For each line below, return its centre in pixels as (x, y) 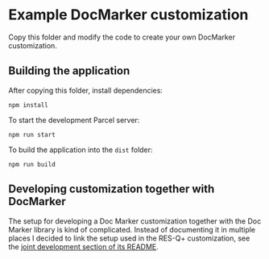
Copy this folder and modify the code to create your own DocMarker (122, 37)
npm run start (32, 134)
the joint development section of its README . (83, 246)
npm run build (32, 164)
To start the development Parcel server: (74, 120)
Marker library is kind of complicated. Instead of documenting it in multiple (132, 229)
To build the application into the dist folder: (81, 150)
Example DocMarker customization (128, 15)
